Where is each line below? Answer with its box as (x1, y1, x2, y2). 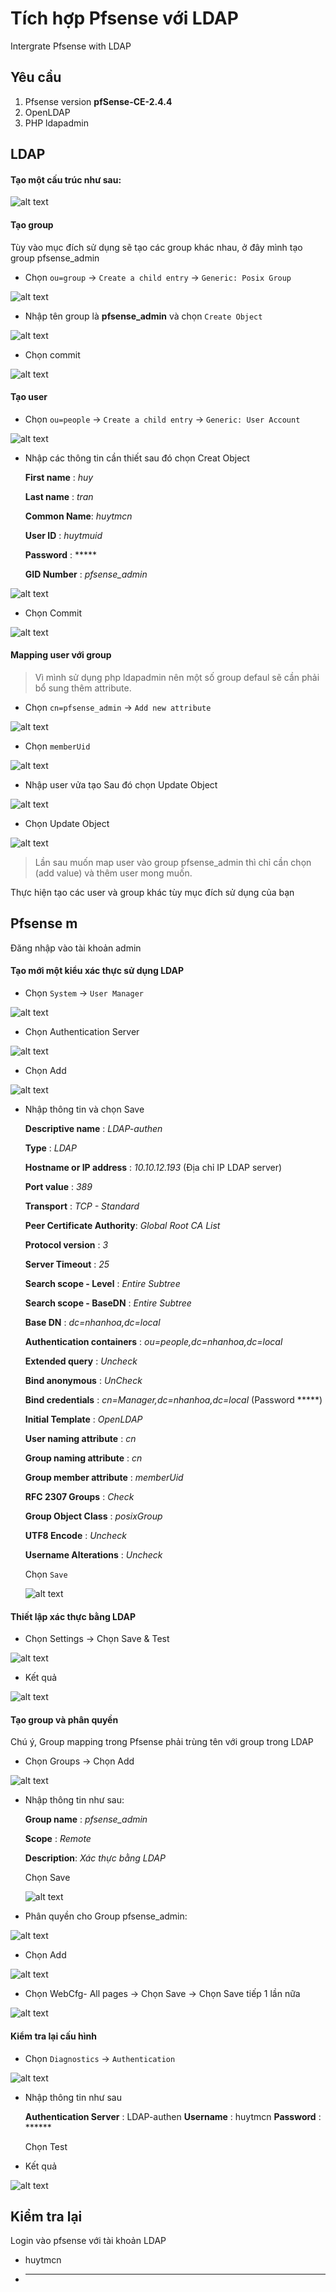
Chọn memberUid (24, 740, 91, 752)
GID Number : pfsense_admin (24, 568, 148, 580)
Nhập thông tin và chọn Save (24, 1103, 145, 1115)
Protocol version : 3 (24, 1238, 109, 1251)
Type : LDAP (24, 1142, 77, 1154)
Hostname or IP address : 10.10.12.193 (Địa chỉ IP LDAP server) (24, 1161, 283, 1173)
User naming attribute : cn (24, 1432, 137, 1444)
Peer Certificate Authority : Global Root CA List (24, 1219, 221, 1231)
